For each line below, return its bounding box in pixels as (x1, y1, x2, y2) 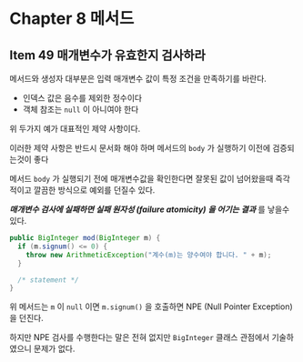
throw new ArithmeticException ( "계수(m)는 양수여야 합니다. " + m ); (25, 250, 272, 259)
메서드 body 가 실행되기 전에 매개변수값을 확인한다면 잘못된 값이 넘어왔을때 (9, 174, 274, 184)
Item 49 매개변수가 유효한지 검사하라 (9, 47, 207, 63)
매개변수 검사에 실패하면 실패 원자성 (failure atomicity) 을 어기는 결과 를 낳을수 (9, 204, 290, 215)
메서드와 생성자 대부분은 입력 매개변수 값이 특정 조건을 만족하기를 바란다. (9, 74, 267, 84)
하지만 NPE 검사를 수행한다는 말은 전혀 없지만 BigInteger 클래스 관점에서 (9, 332, 270, 343)
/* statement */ (17, 275, 79, 285)
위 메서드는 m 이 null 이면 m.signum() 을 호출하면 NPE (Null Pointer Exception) (9, 301, 293, 312)
